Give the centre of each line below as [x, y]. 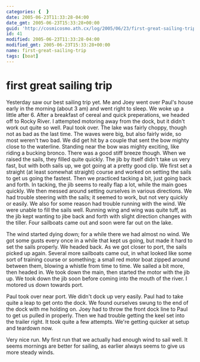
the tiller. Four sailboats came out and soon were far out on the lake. [90, 222]
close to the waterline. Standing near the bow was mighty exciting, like [93, 146]
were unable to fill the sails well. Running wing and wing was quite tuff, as [96, 210]
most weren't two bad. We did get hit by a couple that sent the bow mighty [98, 140]
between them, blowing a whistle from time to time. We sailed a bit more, [95, 265]
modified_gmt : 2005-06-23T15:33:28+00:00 [58, 45]
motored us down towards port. [45, 284]
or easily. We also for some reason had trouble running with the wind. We [96, 203]
